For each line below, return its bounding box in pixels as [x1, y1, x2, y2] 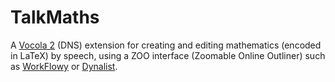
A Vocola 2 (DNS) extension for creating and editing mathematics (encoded [10, 39, 322, 51]
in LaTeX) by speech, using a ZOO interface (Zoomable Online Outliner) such [10, 49, 326, 61]
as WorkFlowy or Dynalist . [10, 60, 118, 72]
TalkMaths [10, 6, 100, 29]
